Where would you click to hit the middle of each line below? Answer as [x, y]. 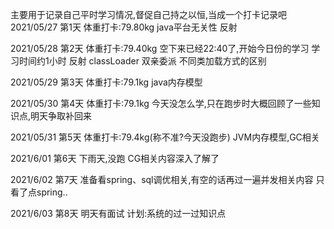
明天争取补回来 [61, 116]
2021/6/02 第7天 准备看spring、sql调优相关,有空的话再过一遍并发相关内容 [162, 179]
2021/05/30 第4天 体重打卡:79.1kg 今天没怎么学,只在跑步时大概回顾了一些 [161, 103]
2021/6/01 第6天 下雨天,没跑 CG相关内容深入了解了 [115, 158]
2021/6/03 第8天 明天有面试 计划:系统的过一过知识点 [118, 213]
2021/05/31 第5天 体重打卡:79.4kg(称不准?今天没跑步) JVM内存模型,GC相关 [165, 137]
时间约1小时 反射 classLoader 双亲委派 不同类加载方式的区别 [142, 61]
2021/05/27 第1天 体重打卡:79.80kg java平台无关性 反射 [124, 27]
